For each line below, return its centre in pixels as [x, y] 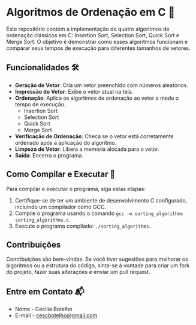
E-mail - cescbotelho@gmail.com [56, 315]
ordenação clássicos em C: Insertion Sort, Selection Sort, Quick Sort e [93, 35]
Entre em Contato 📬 [45, 292]
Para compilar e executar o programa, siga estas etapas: [76, 189]
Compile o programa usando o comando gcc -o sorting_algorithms [99, 213]
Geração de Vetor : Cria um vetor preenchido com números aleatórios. [102, 85]
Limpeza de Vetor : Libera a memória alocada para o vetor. [87, 149]
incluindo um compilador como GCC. [61, 207]
